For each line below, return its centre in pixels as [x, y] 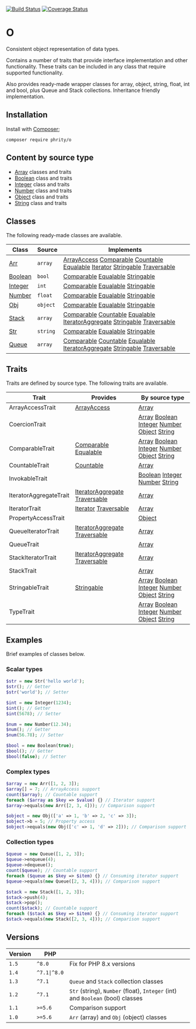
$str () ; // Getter [28, 687]
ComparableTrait [32, 449]
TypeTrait [22, 612]
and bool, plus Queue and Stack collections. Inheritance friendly [83, 90]
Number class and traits [43, 190]
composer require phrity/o [39, 140]
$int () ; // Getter [28, 708]
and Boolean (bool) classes [106, 998]
